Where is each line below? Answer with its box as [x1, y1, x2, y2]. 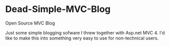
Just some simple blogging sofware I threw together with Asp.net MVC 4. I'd [5, 29, 165, 35]
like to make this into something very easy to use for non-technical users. [5, 35, 159, 41]
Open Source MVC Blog [5, 20, 55, 26]
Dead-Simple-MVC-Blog [5, 3, 111, 15]
